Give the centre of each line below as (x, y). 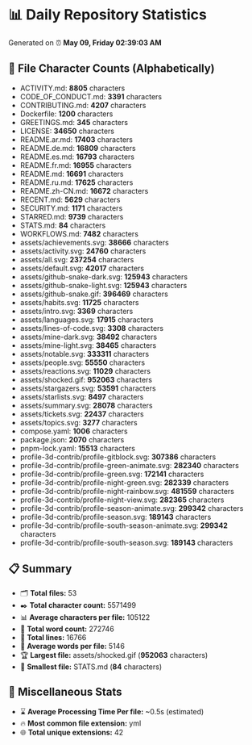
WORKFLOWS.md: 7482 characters (79, 233)
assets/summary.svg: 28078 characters (86, 405)
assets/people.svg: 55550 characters (83, 362)
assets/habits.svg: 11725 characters (79, 302)
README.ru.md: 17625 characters (76, 182)
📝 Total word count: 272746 (67, 629)
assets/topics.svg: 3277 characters (79, 422)
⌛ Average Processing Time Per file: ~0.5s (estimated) (112, 712)
